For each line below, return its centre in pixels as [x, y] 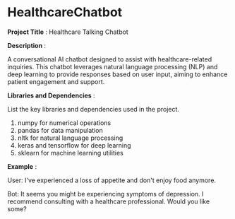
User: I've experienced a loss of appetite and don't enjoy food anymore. [112, 180]
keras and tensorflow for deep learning [74, 145]
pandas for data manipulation [60, 130]
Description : [27, 45]
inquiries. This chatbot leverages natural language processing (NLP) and [113, 66]
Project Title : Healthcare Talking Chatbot [68, 32]
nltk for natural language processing [70, 138]
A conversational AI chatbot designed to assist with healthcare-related [110, 59]
